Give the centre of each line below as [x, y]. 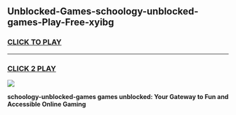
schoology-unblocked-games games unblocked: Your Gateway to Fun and [118, 96]
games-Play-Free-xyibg [61, 23]
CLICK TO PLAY [34, 43]
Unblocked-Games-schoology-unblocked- [103, 11]
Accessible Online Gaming [47, 104]
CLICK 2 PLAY [32, 68]
